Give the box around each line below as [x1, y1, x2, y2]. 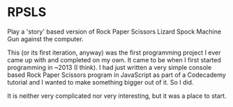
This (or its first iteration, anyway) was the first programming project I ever [7, 48, 221, 57]
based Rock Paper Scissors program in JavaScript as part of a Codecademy [7, 71, 227, 79]
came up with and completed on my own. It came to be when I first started [7, 55, 222, 64]
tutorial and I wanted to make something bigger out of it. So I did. [7, 78, 194, 86]
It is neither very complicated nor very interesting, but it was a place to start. [7, 92, 227, 100]
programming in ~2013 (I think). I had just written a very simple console [7, 63, 212, 71]
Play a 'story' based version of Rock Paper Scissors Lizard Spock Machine [7, 27, 222, 36]
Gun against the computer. [7, 34, 84, 43]
